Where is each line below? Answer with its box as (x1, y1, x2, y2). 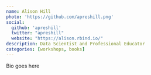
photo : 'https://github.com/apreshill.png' (6, 14, 114, 20)
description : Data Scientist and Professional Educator (6, 41, 145, 47)
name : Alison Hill (6, 8, 51, 15)
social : (6, 19, 25, 25)
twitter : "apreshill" (11, 30, 64, 36)
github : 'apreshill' (11, 24, 61, 31)
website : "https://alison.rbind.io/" (11, 35, 104, 41)
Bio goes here (6, 62, 40, 69)
